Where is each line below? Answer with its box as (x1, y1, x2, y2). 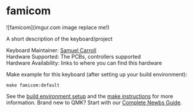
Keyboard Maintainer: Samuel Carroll (6, 46, 96, 54)
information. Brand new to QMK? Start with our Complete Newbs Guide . (6, 99, 182, 106)
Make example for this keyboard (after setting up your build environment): (6, 71, 188, 78)
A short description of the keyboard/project (6, 35, 113, 42)
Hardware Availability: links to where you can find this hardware (6, 59, 163, 66)
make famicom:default (6, 82, 60, 88)
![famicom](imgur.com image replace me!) (6, 24, 110, 31)
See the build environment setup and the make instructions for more (6, 92, 174, 100)
